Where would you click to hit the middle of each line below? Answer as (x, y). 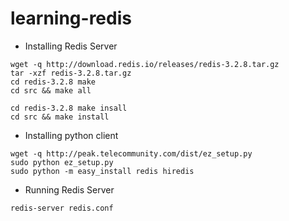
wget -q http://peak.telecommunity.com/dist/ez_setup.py (131, 153)
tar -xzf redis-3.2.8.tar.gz (71, 73)
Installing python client (71, 135)
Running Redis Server (69, 189)
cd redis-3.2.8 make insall (69, 108)
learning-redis (71, 18)
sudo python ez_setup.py (62, 162)
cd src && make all (51, 90)
